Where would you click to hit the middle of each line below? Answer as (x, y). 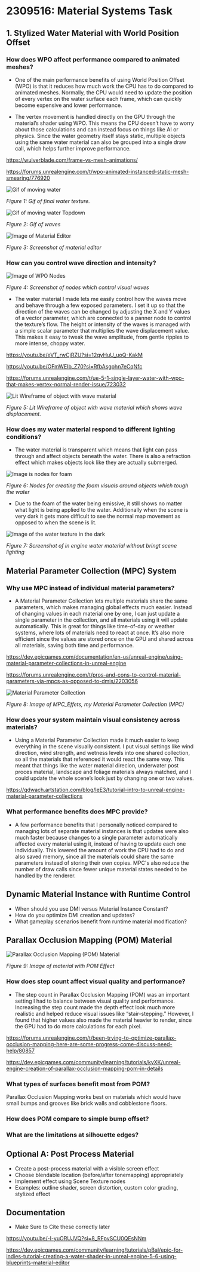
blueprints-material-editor (38, 1263)
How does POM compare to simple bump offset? (78, 1119)
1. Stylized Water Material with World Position (93, 33)
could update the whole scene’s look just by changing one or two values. (104, 778)
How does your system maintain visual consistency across (93, 720)
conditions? (24, 437)
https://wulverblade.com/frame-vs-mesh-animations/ (72, 160)
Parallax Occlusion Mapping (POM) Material (89, 940)
